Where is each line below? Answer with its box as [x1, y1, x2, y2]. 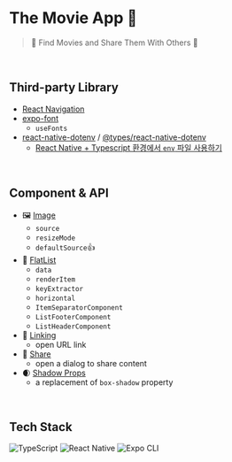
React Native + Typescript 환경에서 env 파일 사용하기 [35, 142, 223, 153]
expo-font [21, 112, 59, 123]
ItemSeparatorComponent [35, 303, 124, 312]
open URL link [35, 339, 87, 350]
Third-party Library [9, 80, 120, 96]
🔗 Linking [21, 329, 57, 340]
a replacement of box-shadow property [35, 376, 174, 388]
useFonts [35, 124, 68, 133]
